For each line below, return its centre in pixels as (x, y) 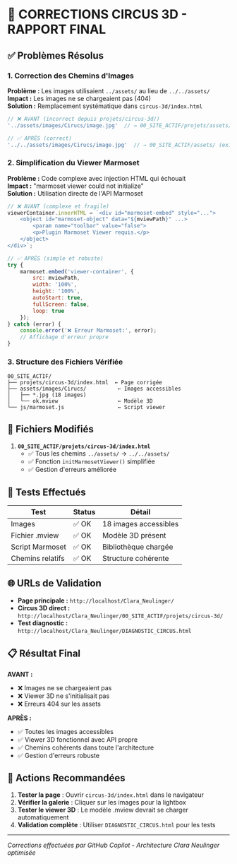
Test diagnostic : (43, 623)
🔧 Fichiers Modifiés (50, 429)
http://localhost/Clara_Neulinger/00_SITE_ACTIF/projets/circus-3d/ (120, 616)
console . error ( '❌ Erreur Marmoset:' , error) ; (89, 331)
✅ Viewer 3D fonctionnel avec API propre (78, 739)
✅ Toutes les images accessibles (66, 731)
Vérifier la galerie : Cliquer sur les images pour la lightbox (102, 803)
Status (84, 511)
